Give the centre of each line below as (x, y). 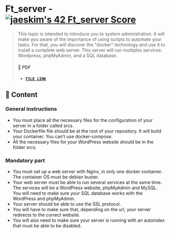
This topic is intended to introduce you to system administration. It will (91, 34)
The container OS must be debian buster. (56, 177)
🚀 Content (22, 95)
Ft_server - (29, 9)
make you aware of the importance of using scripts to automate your (90, 39)
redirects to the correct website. (46, 215)
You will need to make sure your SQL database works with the (78, 193)
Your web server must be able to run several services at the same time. (87, 183)
